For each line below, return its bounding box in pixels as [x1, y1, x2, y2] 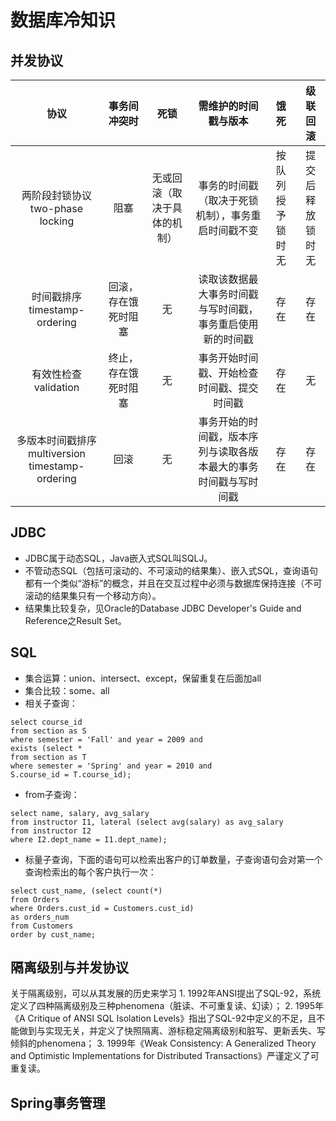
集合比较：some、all [24, 684, 110, 696]
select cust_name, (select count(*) [10, 886, 163, 896]
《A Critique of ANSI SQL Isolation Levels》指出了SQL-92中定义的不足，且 [10, 1012, 317, 1025]
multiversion [27, 447, 87, 460]
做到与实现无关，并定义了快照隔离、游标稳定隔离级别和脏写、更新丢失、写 [18, 1025, 326, 1037]
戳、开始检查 [198, 366, 259, 380]
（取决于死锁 [198, 194, 259, 207]
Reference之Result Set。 [24, 614, 127, 626]
